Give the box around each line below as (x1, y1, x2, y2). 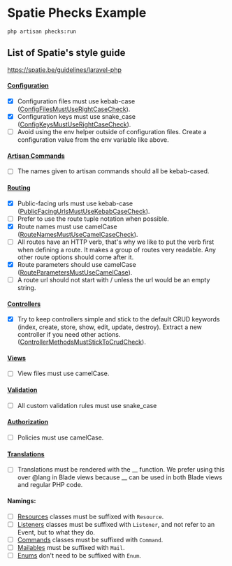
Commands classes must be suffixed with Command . (17, 535, 164, 544)
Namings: (7, 496, 36, 505)
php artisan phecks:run (7, 28, 77, 35)
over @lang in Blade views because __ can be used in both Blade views (17, 473, 222, 481)
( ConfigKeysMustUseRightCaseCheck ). (17, 120, 131, 129)
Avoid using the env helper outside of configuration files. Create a (17, 128, 208, 136)
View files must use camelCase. (17, 369, 110, 378)
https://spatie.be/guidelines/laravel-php (7, 65, 122, 74)
